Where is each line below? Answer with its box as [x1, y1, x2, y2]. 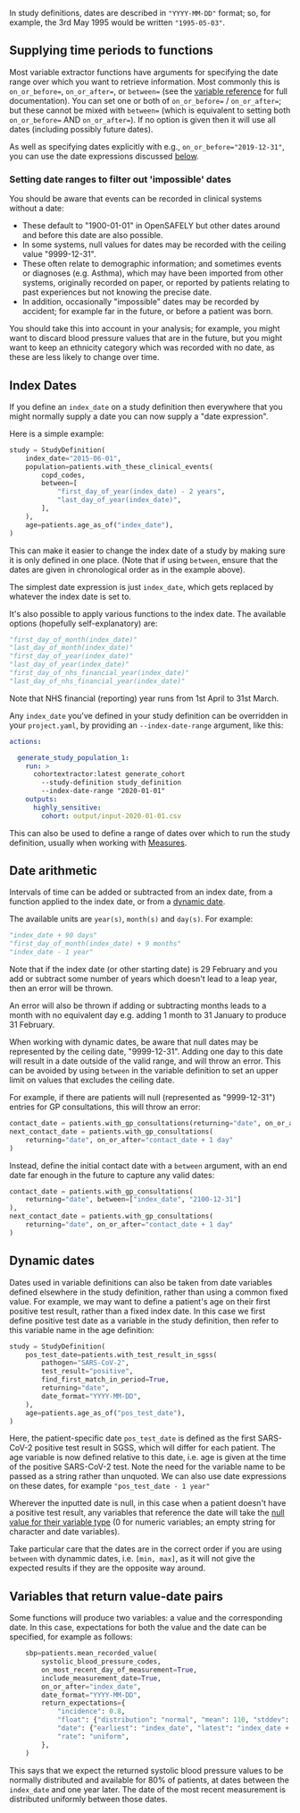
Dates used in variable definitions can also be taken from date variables [9, 1277, 272, 1287]
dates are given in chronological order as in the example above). [9, 564, 246, 575]
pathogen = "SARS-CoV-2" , [41, 1358, 129, 1368]
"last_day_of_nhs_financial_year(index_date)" [9, 676, 186, 686]
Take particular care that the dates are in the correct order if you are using [9, 1544, 282, 1554]
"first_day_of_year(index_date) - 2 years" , [56, 487, 226, 496]
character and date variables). [9, 1527, 121, 1537]
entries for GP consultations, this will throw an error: [9, 1101, 201, 1113]
